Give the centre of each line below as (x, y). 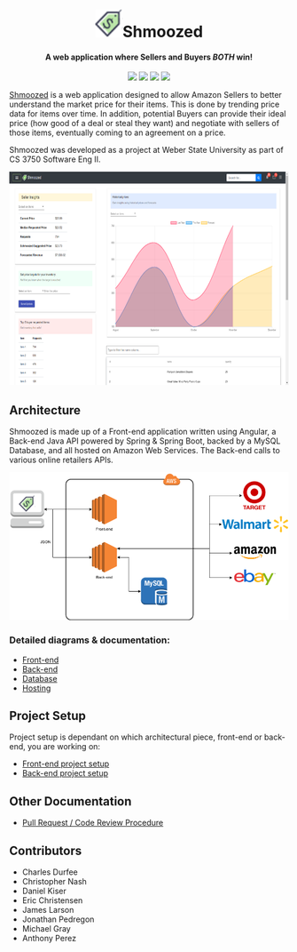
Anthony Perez (49, 939)
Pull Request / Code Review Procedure (93, 823)
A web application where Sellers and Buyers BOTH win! (149, 57)
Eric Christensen (52, 900)
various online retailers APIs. (61, 460)
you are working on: (63, 747)
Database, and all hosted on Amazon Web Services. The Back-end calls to (145, 451)
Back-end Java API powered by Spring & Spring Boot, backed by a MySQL (145, 441)
